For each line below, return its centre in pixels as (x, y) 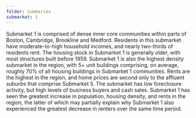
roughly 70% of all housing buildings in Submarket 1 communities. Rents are (98, 71)
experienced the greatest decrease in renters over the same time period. (94, 109)
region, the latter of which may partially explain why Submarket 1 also (90, 102)
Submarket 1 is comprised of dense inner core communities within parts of (96, 33)
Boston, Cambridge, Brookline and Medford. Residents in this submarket (94, 40)
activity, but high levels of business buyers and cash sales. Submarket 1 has (98, 90)
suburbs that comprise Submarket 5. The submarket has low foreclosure (94, 83)
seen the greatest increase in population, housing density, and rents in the (96, 96)
